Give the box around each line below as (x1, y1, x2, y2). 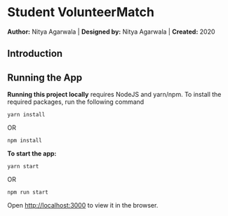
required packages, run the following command (7, 97, 145, 106)
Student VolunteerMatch (7, 4, 154, 20)
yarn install (7, 112, 46, 119)
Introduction (7, 48, 63, 60)
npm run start (7, 189, 49, 196)
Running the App (7, 72, 83, 83)
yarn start (7, 163, 39, 170)
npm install (7, 137, 42, 144)
